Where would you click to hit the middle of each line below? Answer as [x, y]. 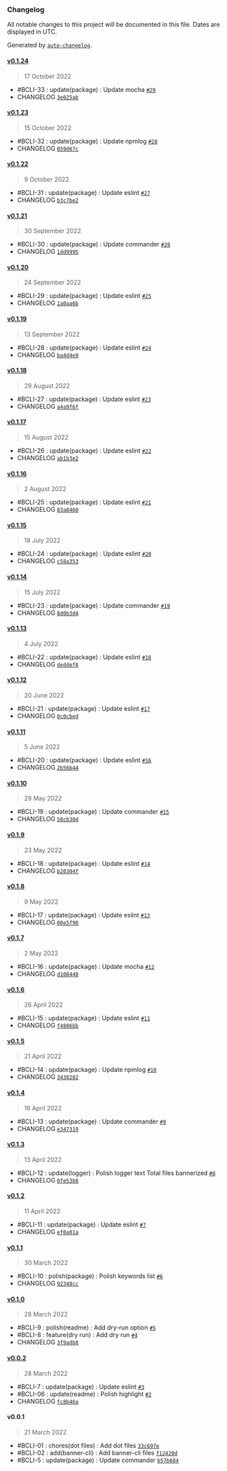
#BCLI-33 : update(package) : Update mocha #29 [86, 89]
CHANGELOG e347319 [48, 1128]
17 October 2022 [48, 76]
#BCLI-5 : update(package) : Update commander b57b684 [98, 1460]
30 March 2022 [46, 1263]
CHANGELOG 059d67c [48, 148]
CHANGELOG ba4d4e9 [48, 354]
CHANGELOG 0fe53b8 [48, 1180]
